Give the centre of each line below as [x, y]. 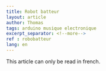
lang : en [17, 45]
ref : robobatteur [29, 39]
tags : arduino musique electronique [51, 28]
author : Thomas [25, 22]
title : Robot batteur [33, 12]
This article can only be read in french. [53, 61]
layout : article [26, 17]
